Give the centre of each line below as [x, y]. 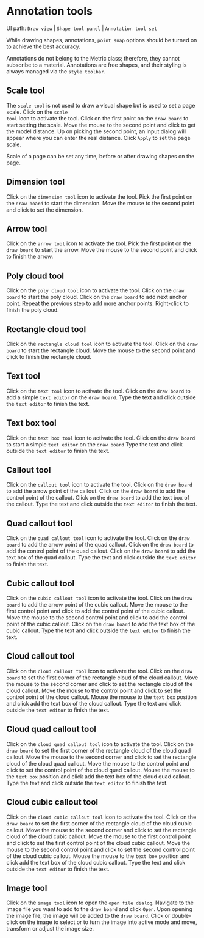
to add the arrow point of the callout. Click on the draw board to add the [96, 491]
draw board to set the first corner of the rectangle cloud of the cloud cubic [99, 823]
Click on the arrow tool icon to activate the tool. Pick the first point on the [99, 243]
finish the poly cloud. [33, 310]
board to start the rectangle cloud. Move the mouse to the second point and [101, 350]
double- [181, 916]
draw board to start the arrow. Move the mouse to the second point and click [102, 250]
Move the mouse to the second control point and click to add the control [97, 618]
